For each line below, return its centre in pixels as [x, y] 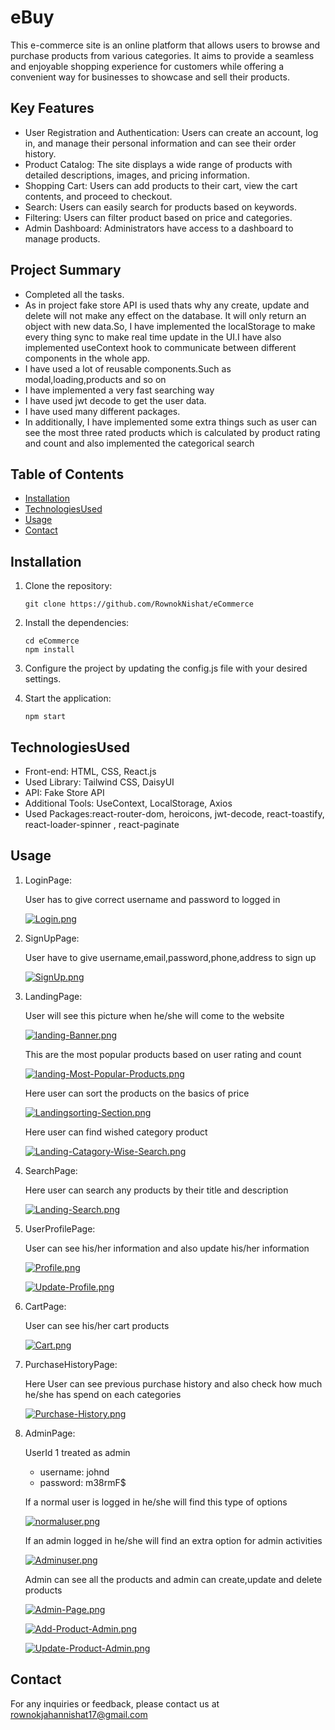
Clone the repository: [68, 586]
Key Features [52, 108]
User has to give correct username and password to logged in [152, 899]
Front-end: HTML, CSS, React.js [90, 771]
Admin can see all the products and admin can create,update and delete [173, 1579]
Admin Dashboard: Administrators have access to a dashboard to [159, 228]
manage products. [62, 238]
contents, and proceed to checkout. [98, 196]
